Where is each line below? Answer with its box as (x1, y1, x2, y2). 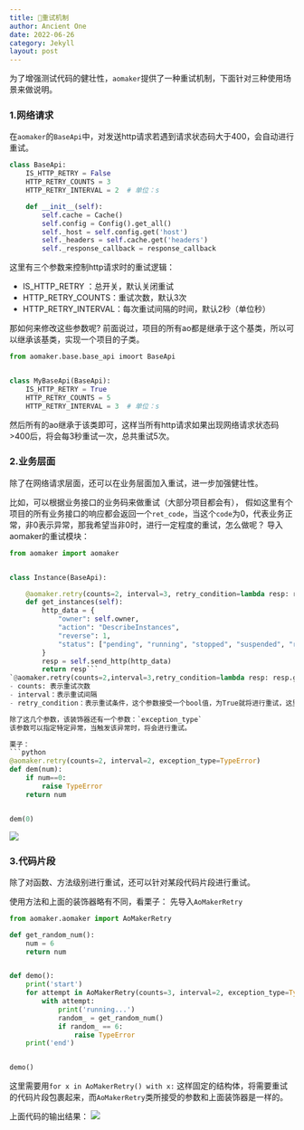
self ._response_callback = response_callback (42, 244, 217, 253)
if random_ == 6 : (57, 1021, 124, 1031)
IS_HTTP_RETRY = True (25, 385, 107, 394)
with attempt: (42, 997, 95, 1006)
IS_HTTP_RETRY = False (25, 169, 111, 178)
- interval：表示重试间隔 (9, 690, 98, 699)
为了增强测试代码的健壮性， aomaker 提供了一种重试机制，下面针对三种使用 (9, 73, 284, 84)
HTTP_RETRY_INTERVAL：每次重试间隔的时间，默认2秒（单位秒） (22, 304, 271, 315)
